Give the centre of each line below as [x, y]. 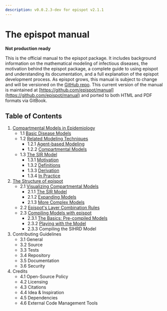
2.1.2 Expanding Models [52, 197]
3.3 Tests [29, 250]
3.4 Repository [35, 256]
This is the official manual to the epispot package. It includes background [81, 58]
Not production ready [28, 48]
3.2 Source [31, 245]
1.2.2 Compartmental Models [57, 149]
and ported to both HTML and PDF [117, 95]
